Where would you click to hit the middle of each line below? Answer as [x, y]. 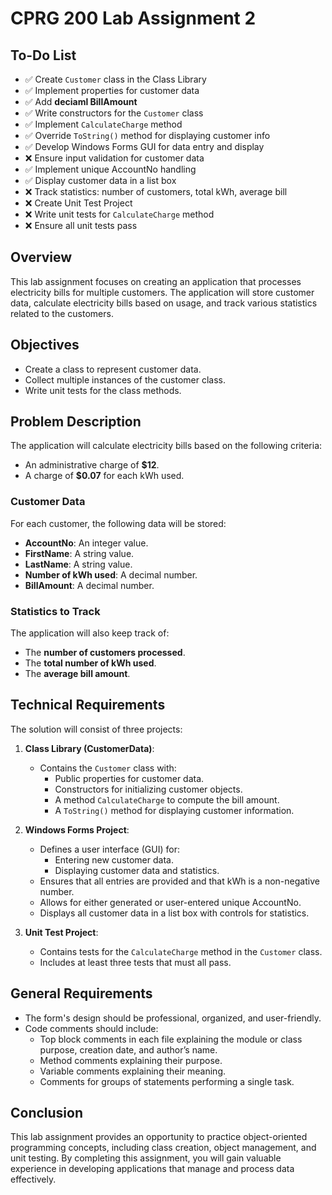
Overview [41, 257]
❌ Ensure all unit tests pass [81, 225]
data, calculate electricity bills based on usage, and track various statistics [164, 303]
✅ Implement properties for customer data [112, 90]
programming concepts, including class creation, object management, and [163, 1148]
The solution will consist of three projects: [96, 729]
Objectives [45, 345]
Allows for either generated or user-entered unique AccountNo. [170, 902]
